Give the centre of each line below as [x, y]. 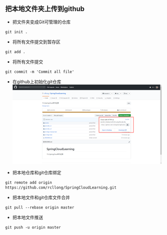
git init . [16, 32]
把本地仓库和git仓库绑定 [37, 172]
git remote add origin [29, 182]
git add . [15, 52]
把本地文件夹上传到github [45, 9]
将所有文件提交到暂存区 [36, 42]
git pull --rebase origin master [40, 207]
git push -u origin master [33, 227]
